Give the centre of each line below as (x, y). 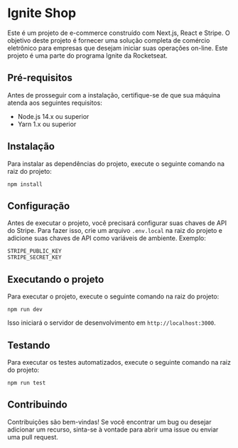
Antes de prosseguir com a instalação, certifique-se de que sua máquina (114, 95)
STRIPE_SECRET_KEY (34, 258)
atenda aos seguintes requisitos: (55, 103)
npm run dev (25, 310)
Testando (29, 345)
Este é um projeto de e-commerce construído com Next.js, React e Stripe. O (119, 33)
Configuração (39, 205)
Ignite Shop (42, 13)
